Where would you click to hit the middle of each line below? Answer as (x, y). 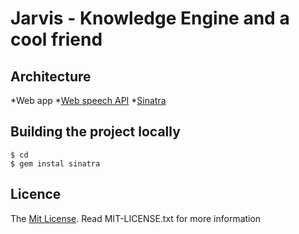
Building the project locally (95, 132)
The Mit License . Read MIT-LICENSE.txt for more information (136, 218)
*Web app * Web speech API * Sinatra (88, 100)
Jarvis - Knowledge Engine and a (150, 18)
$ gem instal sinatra (55, 163)
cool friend (56, 39)
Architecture (51, 76)
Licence (36, 194)
